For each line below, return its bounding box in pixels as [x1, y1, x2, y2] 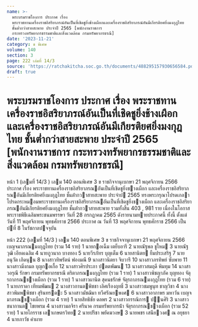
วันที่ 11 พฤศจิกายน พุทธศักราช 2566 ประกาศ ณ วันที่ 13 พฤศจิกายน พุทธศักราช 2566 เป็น [6, 218, 187, 225]
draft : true [6, 69, 36, 75]
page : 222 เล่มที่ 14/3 [6, 58, 55, 64]
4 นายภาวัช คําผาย [6, 316, 43, 323]
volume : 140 [6, 47, 36, 53]
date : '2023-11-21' [6, 36, 55, 42]
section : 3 [6, 52, 33, 58]
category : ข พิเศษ [6, 42, 47, 48]
